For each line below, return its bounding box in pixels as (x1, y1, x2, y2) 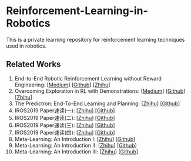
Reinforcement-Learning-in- (6, 4, 148, 18)
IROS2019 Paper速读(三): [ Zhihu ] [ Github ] (14, 122, 115, 129)
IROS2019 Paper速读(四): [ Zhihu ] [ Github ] (14, 129, 115, 136)
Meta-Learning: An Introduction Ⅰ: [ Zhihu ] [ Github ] (14, 135, 136, 142)
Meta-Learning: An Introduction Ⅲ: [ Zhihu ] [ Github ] (14, 148, 139, 155)
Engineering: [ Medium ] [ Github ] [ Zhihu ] (14, 81, 110, 88)
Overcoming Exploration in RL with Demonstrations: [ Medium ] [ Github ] (14, 87, 186, 95)
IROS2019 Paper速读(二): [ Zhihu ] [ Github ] (14, 114, 115, 121)
